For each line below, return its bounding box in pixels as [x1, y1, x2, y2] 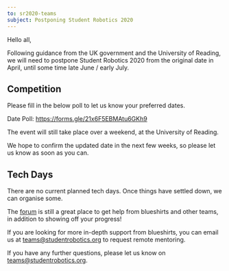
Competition [7, 83, 62, 95]
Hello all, [7, 35, 32, 43]
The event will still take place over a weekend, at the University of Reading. [7, 128, 219, 136]
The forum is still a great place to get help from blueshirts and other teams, [7, 208, 219, 216]
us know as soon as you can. [7, 149, 89, 157]
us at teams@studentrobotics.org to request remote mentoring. [7, 235, 186, 244]
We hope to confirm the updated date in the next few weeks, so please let [7, 142, 216, 150]
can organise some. [7, 194, 63, 203]
